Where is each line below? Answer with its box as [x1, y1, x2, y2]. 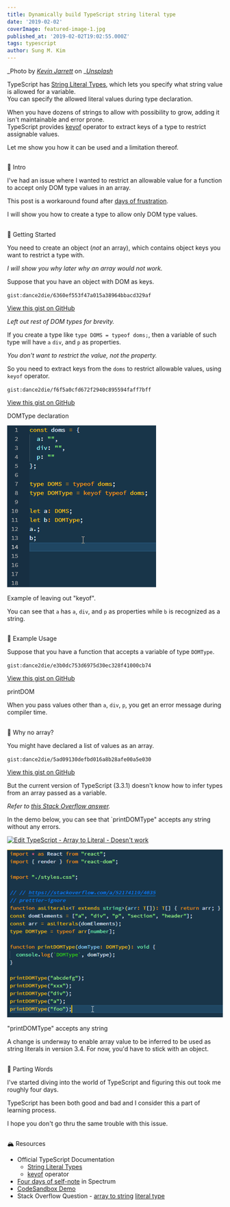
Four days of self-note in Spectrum [16, 1177, 116, 1186]
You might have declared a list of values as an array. [7, 741, 155, 749]
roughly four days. [7, 1085, 60, 1094]
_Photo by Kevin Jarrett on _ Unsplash [7, 67, 114, 75]
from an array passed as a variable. [7, 788, 107, 797]
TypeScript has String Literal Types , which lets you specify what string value [7, 80, 223, 89]
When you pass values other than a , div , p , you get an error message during [7, 701, 222, 710]
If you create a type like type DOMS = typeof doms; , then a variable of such [7, 330, 217, 339]
